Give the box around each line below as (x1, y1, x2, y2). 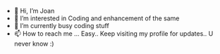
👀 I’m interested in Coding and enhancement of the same (13, 14, 180, 22)
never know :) (13, 39, 54, 48)
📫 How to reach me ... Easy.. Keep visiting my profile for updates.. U (13, 29, 214, 38)
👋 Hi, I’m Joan (13, 7, 55, 15)
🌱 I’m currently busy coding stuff (13, 22, 109, 29)
